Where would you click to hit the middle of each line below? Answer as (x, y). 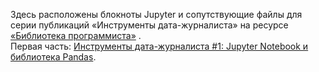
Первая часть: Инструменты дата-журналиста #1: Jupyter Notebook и (159, 46)
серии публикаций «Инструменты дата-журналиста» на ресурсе (149, 25)
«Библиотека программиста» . (76, 35)
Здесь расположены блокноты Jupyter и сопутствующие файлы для (156, 14)
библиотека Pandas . (53, 57)
